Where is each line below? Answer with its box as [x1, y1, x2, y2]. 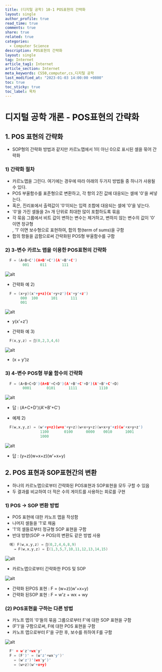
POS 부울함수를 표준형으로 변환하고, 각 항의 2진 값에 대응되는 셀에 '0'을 [12, 190, 149, 196]
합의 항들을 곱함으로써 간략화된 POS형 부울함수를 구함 [12, 233, 115, 239]
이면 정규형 [12, 221, 34, 226]
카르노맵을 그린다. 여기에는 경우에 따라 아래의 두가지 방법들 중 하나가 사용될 [12, 178, 156, 184]
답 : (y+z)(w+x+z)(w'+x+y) [12, 453, 66, 459]
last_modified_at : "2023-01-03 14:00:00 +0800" [5, 75, 104, 80]
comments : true [5, 25, 36, 30]
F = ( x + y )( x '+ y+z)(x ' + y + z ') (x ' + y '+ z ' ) [9, 291, 89, 296]
